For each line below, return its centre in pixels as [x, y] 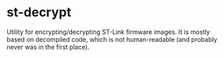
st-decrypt [39, 12]
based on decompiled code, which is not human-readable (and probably [112, 39]
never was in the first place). [48, 47]
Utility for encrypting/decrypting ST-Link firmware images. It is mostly [108, 32]
